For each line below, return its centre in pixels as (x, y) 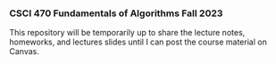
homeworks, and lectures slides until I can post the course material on (138, 42)
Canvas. (25, 52)
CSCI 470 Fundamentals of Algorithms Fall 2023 (116, 13)
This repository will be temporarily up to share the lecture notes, (127, 33)
